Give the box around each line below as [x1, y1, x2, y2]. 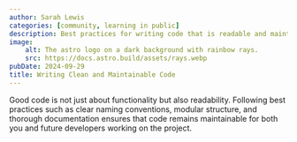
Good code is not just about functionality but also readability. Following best [9, 94, 286, 105]
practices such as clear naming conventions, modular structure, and [9, 103, 258, 115]
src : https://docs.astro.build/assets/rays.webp [25, 54, 208, 63]
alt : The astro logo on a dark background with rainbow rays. [25, 46, 259, 55]
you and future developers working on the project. [9, 123, 193, 133]
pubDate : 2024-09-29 [9, 63, 86, 71]
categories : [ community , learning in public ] [9, 21, 179, 30]
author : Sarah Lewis [9, 12, 86, 22]
